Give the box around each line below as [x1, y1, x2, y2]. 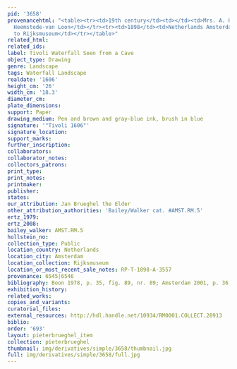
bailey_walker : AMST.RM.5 [7, 226, 83, 234]
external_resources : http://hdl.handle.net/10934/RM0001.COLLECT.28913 [7, 312, 222, 320]
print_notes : [7, 174, 46, 181]
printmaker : [7, 181, 42, 188]
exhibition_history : [7, 286, 68, 293]
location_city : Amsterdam [7, 253, 83, 260]
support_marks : [7, 135, 52, 142]
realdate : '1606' [7, 75, 59, 83]
